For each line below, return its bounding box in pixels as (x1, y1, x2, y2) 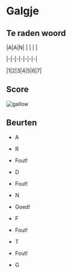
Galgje (6, 4, 40, 18)
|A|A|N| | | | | (6, 44, 38, 51)
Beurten (6, 118, 37, 128)
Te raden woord (6, 28, 66, 38)
